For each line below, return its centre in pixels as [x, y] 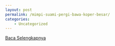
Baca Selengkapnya [26, 38]
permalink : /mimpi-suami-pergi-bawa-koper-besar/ [58, 14]
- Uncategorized [31, 24]
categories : [17, 19]
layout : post [19, 10]
